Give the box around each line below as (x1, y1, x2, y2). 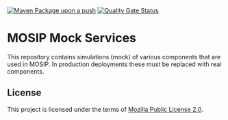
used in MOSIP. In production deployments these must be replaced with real (7, 60, 222, 68)
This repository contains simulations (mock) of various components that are (7, 52, 221, 61)
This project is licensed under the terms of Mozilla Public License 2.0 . (7, 105, 203, 113)
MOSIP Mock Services (7, 31, 137, 46)
